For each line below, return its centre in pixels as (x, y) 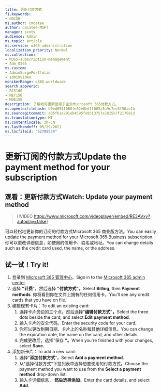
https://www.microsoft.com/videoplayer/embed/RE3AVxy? (92, 216)
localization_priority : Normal (37, 50)
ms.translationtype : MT (29, 118)
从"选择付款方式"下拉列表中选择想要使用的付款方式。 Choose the (84, 364)
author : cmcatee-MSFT (27, 28)
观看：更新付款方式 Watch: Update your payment (79, 197)
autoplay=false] (32, 222)
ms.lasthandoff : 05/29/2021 (33, 127)
